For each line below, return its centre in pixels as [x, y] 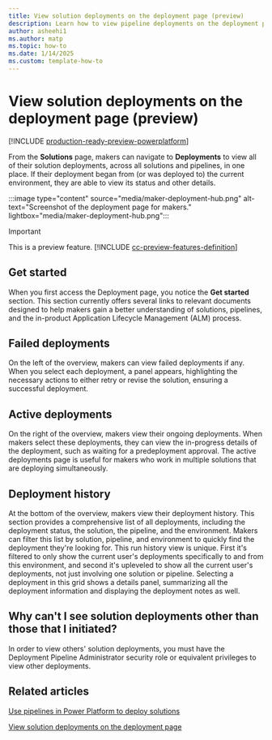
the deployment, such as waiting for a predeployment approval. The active [132, 451]
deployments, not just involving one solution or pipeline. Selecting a [121, 574]
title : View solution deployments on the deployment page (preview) [126, 16]
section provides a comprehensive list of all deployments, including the [127, 522]
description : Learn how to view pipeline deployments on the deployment [134, 24]
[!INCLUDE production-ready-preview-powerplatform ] [99, 141]
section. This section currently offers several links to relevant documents [130, 300]
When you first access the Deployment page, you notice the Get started [129, 292]
